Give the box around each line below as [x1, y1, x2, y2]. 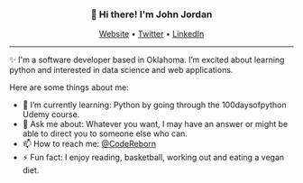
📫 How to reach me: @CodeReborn [22, 139, 156, 150]
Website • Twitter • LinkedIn [98, 29, 205, 40]
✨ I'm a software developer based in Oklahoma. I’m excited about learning [9, 54, 285, 66]
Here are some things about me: [9, 82, 129, 93]
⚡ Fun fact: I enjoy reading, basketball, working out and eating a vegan [22, 152, 285, 163]
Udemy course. [22, 109, 80, 120]
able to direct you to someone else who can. [22, 128, 188, 139]
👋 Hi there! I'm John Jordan [90, 8, 213, 21]
